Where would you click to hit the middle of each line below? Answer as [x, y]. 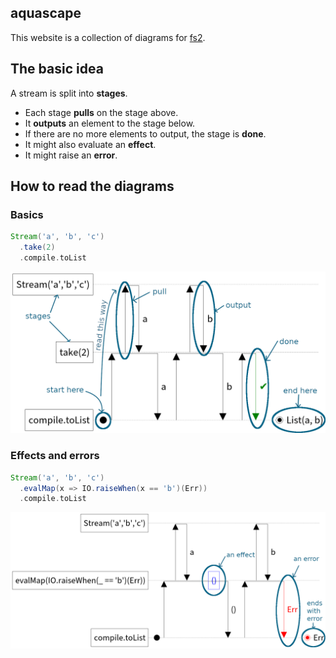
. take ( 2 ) [37, 247]
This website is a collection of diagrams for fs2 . [108, 37]
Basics [27, 214]
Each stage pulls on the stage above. [101, 112]
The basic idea [57, 69]
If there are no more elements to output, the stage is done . [145, 133]
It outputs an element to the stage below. [110, 123]
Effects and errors [55, 456]
